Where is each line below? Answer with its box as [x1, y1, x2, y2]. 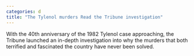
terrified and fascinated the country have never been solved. [6, 42, 154, 50]
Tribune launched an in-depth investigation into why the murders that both [6, 37, 188, 44]
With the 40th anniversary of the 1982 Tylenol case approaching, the [6, 30, 174, 37]
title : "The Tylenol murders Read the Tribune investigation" [6, 14, 163, 20]
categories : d [6, 8, 42, 15]
